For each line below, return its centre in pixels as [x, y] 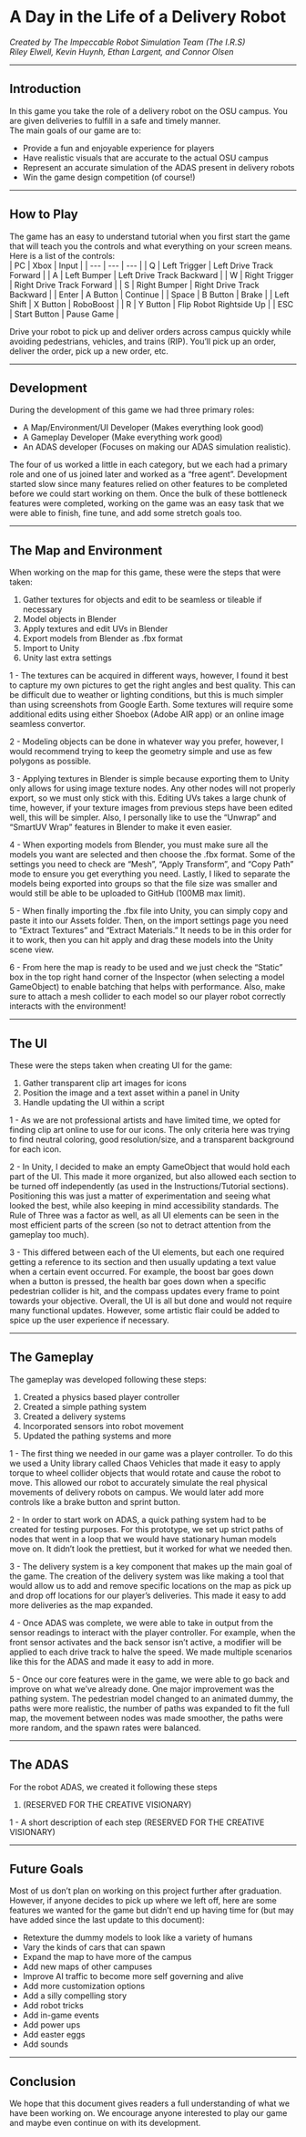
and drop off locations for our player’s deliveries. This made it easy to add [148, 1595]
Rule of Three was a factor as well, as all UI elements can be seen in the [144, 1215]
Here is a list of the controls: [62, 255]
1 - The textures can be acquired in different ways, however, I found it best [149, 676]
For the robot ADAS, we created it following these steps [113, 1787]
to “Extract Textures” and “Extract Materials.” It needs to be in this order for [151, 930]
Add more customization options [84, 1987]
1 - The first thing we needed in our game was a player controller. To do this [151, 1453]
